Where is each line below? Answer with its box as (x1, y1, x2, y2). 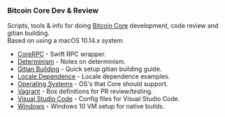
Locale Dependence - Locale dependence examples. (17, 72, 170, 81)
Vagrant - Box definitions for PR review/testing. (17, 87, 153, 96)
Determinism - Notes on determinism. (17, 57, 126, 66)
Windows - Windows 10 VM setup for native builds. (17, 102, 165, 111)
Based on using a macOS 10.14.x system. (7, 36, 124, 45)
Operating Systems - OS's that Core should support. (17, 80, 168, 88)
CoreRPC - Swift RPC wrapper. (17, 50, 106, 58)
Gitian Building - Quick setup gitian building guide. (17, 65, 162, 74)
